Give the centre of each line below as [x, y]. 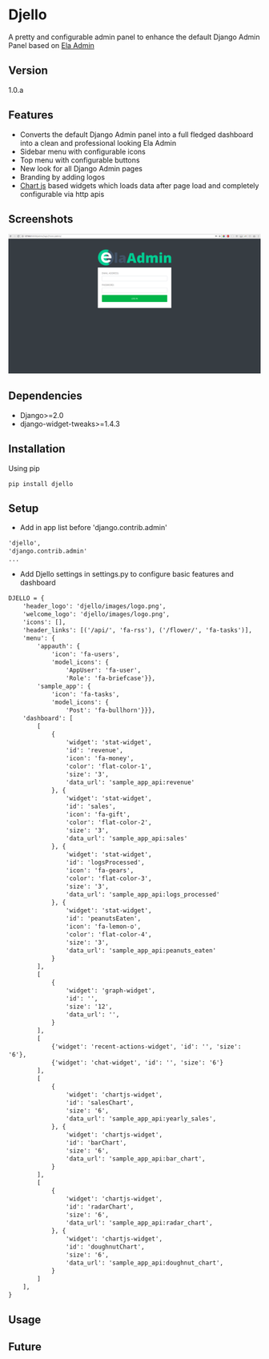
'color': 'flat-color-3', [108, 879]
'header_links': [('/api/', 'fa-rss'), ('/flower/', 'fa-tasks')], [137, 630]
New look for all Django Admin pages [81, 168]
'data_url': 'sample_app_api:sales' [126, 838]
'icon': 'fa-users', [85, 654]
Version [28, 71]
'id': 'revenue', [94, 750]
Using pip [24, 468]
